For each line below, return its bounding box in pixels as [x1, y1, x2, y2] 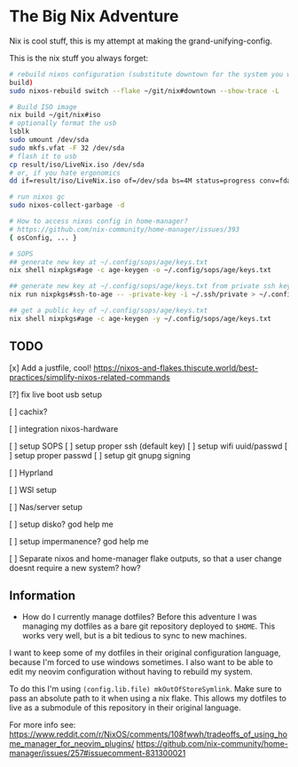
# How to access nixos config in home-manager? [9, 217, 189, 226]
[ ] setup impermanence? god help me [9, 536, 149, 546]
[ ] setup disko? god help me [9, 519, 114, 529]
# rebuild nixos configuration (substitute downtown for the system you [9, 69, 284, 79]
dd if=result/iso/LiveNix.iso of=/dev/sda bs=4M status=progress [9, 176, 255, 185]
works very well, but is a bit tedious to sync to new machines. [21, 630, 247, 641]
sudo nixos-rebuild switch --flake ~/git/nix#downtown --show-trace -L [9, 86, 279, 95]
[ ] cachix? [9, 406, 48, 417]
